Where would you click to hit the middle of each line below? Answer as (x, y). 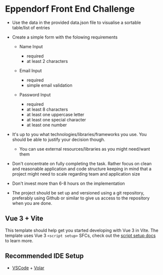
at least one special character (56, 119)
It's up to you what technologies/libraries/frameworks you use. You (79, 134)
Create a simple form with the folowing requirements (65, 37)
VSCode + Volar (28, 268)
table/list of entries (31, 27)
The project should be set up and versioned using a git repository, (78, 193)
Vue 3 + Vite (24, 219)
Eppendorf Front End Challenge (70, 9)
